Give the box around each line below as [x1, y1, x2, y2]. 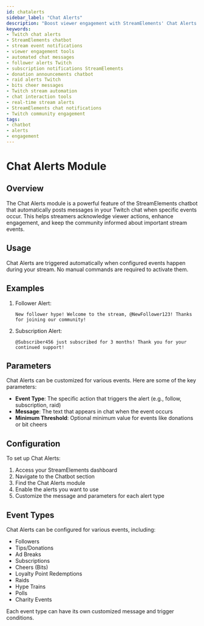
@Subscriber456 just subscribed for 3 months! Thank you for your [15, 339, 187, 345]
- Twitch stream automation [6, 88, 78, 94]
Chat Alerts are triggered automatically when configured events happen [6, 259, 186, 266]
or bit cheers [15, 421, 47, 428]
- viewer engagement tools [6, 49, 75, 55]
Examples [6, 283, 44, 294]
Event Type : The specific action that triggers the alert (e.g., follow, [15, 395, 182, 402]
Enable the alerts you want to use [15, 486, 99, 493]
